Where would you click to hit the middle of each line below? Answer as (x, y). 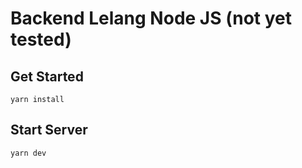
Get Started (47, 76)
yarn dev (28, 153)
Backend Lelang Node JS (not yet (151, 18)
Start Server (49, 130)
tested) (41, 39)
